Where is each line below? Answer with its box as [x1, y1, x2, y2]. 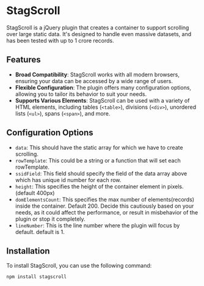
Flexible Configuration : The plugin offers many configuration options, [15, 84, 191, 91]
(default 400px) [15, 189, 55, 196]
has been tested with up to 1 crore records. [6, 37, 114, 44]
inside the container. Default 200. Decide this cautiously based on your [15, 202, 194, 210]
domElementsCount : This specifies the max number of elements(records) [15, 196, 194, 203]
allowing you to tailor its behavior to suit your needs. [15, 90, 147, 98]
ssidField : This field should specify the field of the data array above [15, 169, 188, 177]
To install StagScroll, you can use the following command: [6, 262, 152, 269]
